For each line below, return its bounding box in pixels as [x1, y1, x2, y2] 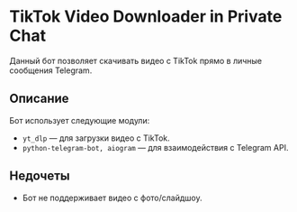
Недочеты [9, 169, 70, 184]
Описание [9, 91, 69, 106]
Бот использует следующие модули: [9, 115, 150, 125]
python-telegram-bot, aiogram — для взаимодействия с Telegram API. [22, 142, 289, 152]
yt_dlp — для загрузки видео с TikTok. [22, 133, 171, 143]
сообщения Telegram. [9, 65, 93, 76]
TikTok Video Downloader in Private [9, 6, 283, 27]
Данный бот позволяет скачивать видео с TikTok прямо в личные [9, 55, 263, 66]
